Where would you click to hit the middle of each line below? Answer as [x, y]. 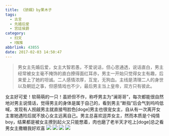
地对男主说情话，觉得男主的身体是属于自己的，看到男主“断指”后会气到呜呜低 [84, 103]
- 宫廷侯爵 [20, 29]
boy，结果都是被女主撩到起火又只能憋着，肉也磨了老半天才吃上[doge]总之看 [84, 122]
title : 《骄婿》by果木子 [29, 10]
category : [16, 33]
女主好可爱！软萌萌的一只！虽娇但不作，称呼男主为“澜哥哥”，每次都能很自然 [84, 97]
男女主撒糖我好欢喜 [25, 128]
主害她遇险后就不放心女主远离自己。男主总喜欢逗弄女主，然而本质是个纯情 [82, 115]
